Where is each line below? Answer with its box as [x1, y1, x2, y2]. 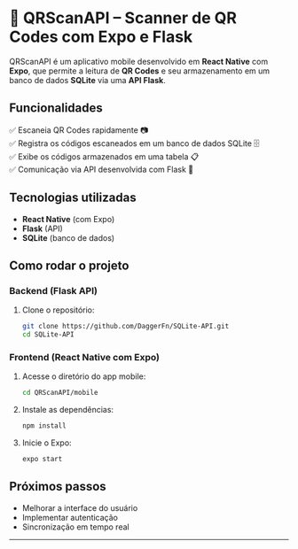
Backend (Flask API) [9, 284, 98, 297]
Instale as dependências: [21, 405, 114, 415]
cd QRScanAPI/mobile [21, 389, 98, 398]
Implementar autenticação [21, 512, 118, 522]
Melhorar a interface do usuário [21, 502, 138, 513]
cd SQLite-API [21, 330, 74, 339]
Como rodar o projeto [9, 258, 129, 273]
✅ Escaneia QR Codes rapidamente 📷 [9, 124, 149, 135]
